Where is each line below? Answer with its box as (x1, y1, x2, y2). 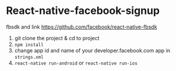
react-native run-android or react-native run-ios (14, 59, 138, 66)
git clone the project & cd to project (14, 34, 100, 41)
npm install (14, 42, 44, 48)
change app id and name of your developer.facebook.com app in (14, 47, 171, 54)
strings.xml (14, 54, 44, 60)
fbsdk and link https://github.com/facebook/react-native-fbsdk (6, 23, 157, 30)
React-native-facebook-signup (6, 4, 160, 17)
